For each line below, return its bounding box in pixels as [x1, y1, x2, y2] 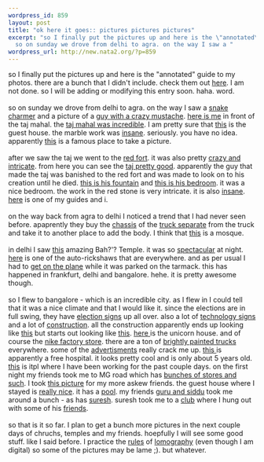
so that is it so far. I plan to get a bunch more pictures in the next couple [8, 420, 241, 429]
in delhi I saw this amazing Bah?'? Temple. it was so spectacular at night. [8, 245, 244, 254]
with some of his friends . [8, 404, 89, 412]
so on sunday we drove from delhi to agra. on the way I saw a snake [8, 103, 229, 112]
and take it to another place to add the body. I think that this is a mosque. [8, 229, 244, 237]
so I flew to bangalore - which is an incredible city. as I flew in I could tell [8, 295, 244, 304]
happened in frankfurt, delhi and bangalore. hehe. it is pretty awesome [8, 270, 237, 279]
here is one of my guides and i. [8, 195, 108, 204]
